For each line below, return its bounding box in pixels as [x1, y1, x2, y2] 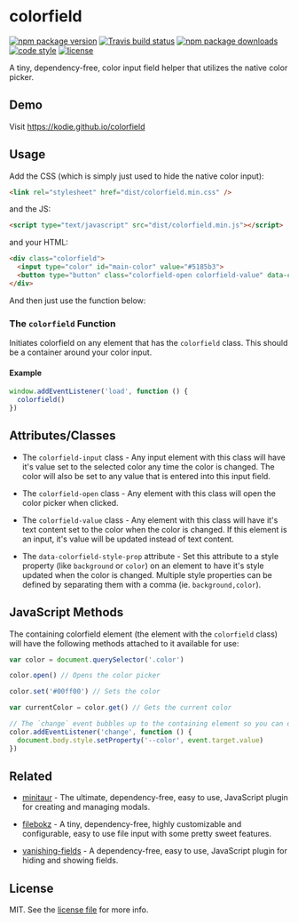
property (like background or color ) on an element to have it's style [21, 560, 264, 571]
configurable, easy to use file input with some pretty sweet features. [21, 829, 272, 839]
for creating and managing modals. [21, 802, 151, 813]
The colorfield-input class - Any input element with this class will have [21, 452, 286, 462]
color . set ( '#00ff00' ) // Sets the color [9, 687, 161, 696]
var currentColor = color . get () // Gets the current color [9, 703, 232, 712]
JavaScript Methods [9, 605, 124, 620]
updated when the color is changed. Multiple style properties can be [21, 569, 272, 580]
